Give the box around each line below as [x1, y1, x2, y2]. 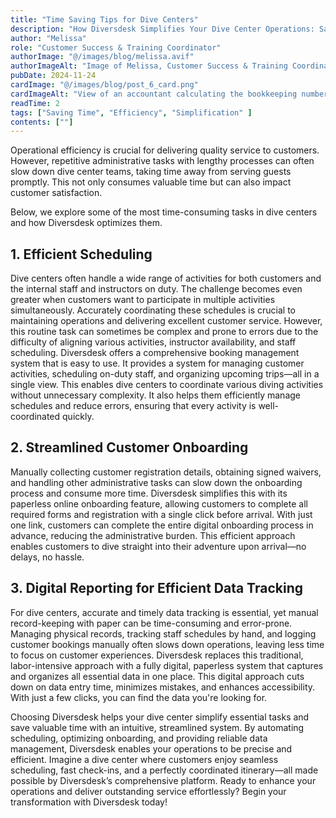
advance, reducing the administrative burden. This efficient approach [10, 529, 296, 541]
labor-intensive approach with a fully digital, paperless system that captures [10, 659, 324, 671]
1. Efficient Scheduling [10, 246, 153, 263]
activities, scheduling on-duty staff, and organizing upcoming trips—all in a [10, 368, 320, 380]
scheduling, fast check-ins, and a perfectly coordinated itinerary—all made [10, 764, 319, 776]
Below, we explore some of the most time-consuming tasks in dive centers [10, 206, 318, 218]
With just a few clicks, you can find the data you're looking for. [10, 691, 268, 703]
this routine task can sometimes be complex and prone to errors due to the [10, 326, 319, 338]
